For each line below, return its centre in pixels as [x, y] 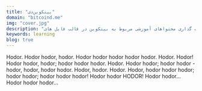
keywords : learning [31, 34]
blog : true [20, 40]
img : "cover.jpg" [28, 23]
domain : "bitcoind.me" [35, 17]
